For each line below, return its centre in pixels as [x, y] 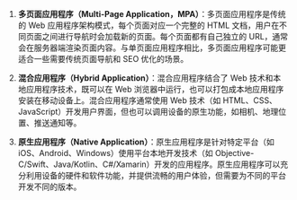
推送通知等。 [58, 123]
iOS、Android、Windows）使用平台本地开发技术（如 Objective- [136, 153]
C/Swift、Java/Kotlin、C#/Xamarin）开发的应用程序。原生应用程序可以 [149, 164]
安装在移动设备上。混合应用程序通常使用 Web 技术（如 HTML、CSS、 [147, 100]
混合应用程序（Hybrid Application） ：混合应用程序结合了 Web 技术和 [145, 78]
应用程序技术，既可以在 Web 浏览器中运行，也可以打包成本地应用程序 [155, 89]
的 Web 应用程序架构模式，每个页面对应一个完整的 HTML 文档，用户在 [148, 25]
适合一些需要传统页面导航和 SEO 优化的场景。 [103, 59]
